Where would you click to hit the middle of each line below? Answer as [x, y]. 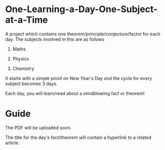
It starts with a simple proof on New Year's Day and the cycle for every [79, 78]
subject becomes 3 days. [32, 84]
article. [12, 142]
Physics [21, 58]
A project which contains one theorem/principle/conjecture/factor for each [83, 34]
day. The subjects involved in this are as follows [55, 39]
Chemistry [23, 68]
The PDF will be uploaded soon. [38, 127]
